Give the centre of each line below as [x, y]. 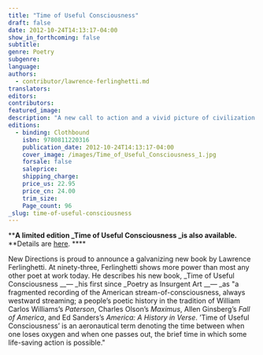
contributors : [31, 103]
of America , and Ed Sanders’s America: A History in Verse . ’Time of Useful [129, 318]
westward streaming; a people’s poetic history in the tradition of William [124, 301]
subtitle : [24, 45]
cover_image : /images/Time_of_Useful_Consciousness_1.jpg [119, 154]
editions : [24, 125]
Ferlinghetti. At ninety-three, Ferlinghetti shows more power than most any [129, 268]
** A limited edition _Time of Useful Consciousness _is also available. [123, 235]
